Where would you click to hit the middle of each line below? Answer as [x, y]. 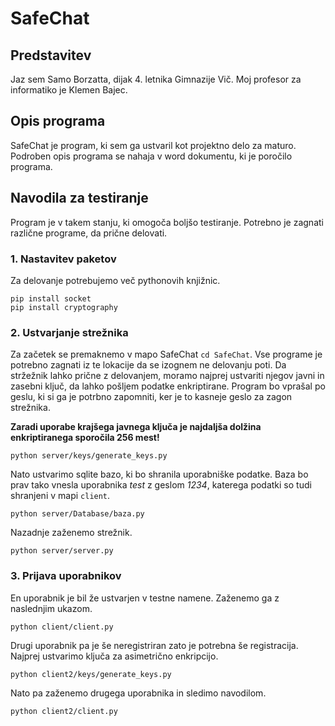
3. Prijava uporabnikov [66, 576]
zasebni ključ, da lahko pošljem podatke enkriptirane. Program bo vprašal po [168, 386]
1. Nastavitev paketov [63, 259]
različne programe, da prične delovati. [89, 233]
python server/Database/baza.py [77, 514]
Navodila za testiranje [79, 198]
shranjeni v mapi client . [60, 496]
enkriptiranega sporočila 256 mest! [85, 438]
